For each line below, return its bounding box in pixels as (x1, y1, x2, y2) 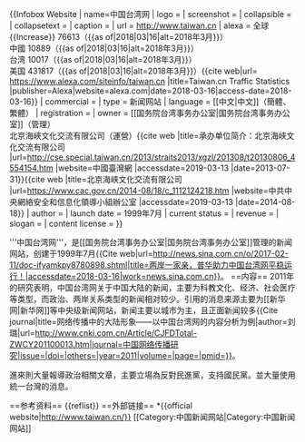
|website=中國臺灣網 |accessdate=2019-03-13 (55, 162, 230, 173)
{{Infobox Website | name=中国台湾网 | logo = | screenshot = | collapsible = (9, 9, 292, 19)
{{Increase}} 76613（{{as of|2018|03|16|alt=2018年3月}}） (9, 32, 229, 42)
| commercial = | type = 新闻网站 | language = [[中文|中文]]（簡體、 (40, 96, 291, 107)
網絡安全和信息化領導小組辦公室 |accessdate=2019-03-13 (16, 197, 234, 207)
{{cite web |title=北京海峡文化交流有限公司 (24, 174, 183, 184)
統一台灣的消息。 (9, 381, 74, 391)
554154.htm (9, 162, 54, 173)
